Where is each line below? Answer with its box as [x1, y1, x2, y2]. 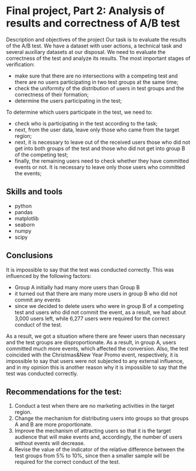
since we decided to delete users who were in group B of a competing [14, 302, 184, 309]
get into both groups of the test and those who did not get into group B [14, 145, 185, 152]
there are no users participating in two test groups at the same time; [14, 78, 178, 86]
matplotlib [14, 215, 39, 222]
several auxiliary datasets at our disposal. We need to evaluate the [6, 48, 166, 55]
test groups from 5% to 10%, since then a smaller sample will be [14, 452, 170, 459]
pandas [14, 208, 33, 215]
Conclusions [6, 250, 53, 260]
